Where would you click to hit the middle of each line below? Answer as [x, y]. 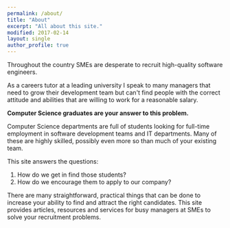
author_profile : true [38, 45]
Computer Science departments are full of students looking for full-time [108, 126]
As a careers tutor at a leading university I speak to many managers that [109, 85]
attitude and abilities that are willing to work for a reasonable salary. [103, 100]
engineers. [22, 72]
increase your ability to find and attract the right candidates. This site [105, 202]
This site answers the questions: [53, 161]
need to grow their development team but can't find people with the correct [114, 92]
